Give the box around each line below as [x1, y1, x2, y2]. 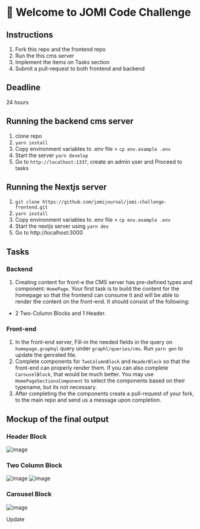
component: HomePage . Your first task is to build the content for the [15, 285, 179, 293]
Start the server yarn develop [15, 151, 89, 159]
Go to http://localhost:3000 [15, 229, 83, 236]
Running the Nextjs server [6, 182, 107, 193]
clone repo [15, 132, 42, 139]
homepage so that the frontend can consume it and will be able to [15, 291, 179, 299]
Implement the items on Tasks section [15, 59, 110, 65]
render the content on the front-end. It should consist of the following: [15, 298, 190, 305]
